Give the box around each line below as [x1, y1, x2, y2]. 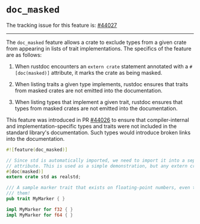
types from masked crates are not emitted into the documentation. [14, 105, 178, 112]
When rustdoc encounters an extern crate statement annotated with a [14, 62, 189, 70]
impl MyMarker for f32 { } [6, 206, 73, 212]
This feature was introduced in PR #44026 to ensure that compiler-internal [6, 116, 189, 123]
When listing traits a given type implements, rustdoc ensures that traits [14, 80, 189, 87]
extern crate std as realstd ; [6, 174, 82, 180]
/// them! [6, 190, 31, 197]
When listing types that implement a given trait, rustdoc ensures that [14, 98, 183, 105]
